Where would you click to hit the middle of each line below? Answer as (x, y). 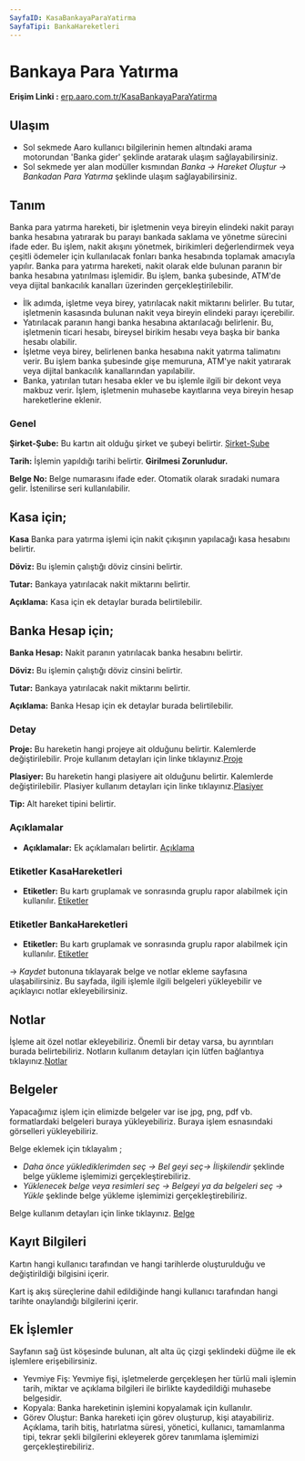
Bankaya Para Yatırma (94, 72)
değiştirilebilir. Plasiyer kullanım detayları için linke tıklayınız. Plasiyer (137, 787)
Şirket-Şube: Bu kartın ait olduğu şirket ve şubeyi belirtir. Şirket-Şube (140, 444)
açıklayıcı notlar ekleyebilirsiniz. (69, 991)
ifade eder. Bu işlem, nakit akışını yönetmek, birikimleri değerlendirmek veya (152, 246)
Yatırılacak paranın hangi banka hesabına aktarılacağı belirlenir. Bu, (148, 323)
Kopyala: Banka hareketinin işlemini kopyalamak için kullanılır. (137, 1408)
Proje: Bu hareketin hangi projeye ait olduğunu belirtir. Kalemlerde (133, 749)
